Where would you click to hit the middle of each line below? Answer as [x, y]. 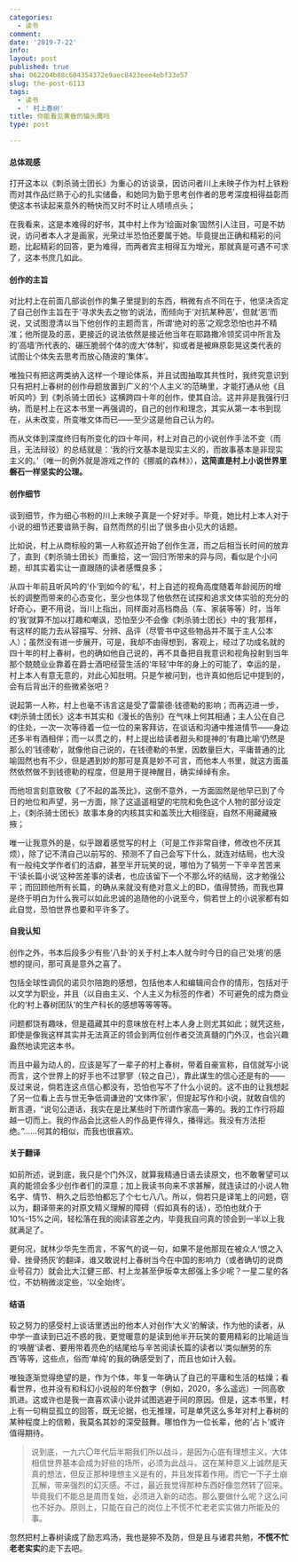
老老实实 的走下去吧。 [48, 1549]
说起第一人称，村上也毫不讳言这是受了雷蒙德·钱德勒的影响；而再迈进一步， [146, 705]
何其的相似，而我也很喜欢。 [87, 1131]
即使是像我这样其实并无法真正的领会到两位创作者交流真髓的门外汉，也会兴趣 [149, 1034]
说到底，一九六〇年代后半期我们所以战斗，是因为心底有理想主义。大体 [159, 1452]
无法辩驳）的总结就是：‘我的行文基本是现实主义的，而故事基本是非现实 [154, 450]
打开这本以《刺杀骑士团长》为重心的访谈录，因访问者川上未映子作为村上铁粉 [149, 184]
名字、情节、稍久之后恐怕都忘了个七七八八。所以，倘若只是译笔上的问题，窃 [149, 1197]
